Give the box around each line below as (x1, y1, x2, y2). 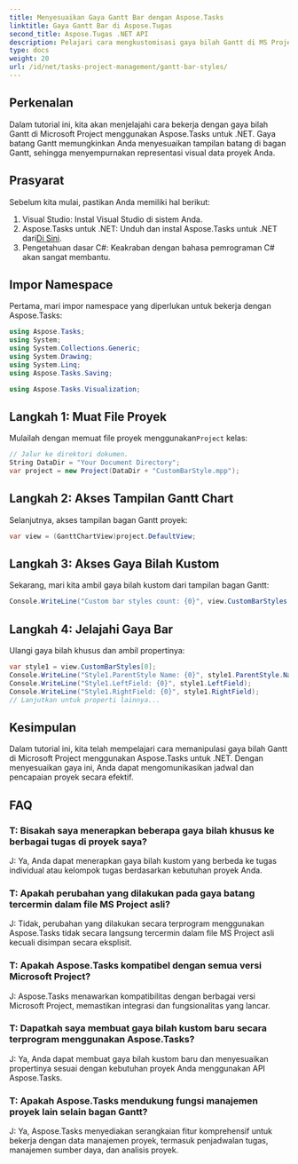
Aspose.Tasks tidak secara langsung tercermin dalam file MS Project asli (9, 928, 275, 938)
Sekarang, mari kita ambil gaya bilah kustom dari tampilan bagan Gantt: (9, 580, 270, 590)
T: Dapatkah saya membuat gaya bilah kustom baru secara (9, 1022, 268, 1034)
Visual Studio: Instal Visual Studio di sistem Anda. (21, 214, 203, 225)
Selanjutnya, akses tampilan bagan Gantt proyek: (9, 514, 188, 525)
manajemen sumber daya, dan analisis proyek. (9, 1144, 179, 1155)
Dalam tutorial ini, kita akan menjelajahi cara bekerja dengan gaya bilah (9, 119, 269, 130)
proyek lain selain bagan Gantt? (9, 1105, 148, 1118)
